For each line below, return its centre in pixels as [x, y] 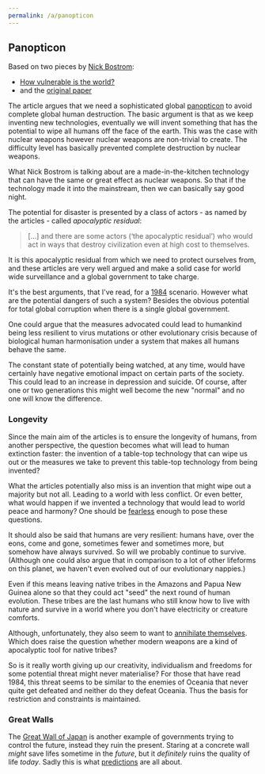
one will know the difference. [55, 399]
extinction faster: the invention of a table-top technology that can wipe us [128, 454]
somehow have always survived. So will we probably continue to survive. [127, 551]
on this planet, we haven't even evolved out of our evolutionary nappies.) [127, 569]
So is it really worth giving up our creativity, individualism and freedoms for [131, 665]
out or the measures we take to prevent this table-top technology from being [133, 462]
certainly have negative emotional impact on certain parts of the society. [126, 374]
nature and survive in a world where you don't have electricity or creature [128, 609]
